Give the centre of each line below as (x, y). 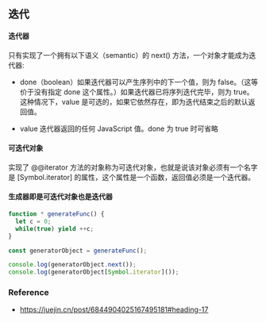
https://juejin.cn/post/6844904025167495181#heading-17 (114, 310)
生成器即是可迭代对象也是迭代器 (60, 197)
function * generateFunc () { (56, 214)
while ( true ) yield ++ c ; (54, 228)
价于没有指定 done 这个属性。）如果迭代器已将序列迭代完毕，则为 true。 (137, 92)
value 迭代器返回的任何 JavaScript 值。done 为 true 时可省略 (119, 128)
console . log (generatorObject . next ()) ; (72, 265)
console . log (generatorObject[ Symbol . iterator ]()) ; (94, 272)
